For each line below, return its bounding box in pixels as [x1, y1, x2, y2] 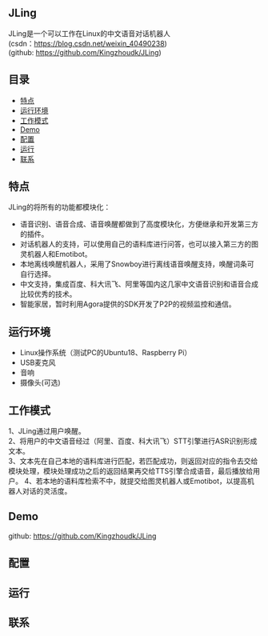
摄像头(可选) [19, 378, 62, 387]
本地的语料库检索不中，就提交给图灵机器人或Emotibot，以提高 [42, 476, 248, 486]
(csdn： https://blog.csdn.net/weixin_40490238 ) [8, 38, 168, 48]
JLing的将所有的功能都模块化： [8, 202, 111, 212]
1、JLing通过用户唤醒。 [8, 426, 86, 436]
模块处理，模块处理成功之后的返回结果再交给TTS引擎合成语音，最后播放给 [8, 466, 254, 476]
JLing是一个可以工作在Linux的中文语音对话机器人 [8, 28, 170, 38]
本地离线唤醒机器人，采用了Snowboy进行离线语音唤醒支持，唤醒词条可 [19, 259, 254, 269]
